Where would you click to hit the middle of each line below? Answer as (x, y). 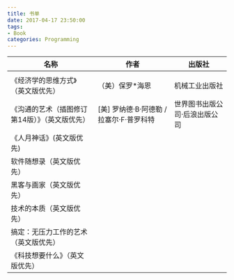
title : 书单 (23, 14)
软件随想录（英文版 (42, 162)
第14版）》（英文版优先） (50, 120)
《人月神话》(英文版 (44, 138)
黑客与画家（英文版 (42, 185)
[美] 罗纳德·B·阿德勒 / (132, 109)
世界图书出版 (195, 104)
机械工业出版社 (198, 86)
